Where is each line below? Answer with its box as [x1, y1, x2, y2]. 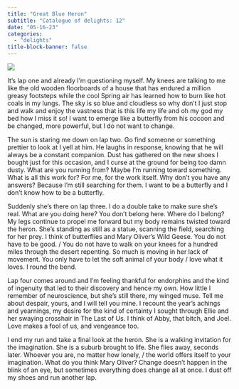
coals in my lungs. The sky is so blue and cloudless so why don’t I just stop [7, 99, 228, 107]
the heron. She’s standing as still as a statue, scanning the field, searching [7, 225, 224, 233]
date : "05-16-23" [7, 23, 59, 31]
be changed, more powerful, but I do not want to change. [7, 122, 175, 130]
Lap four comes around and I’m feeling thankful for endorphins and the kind [7, 277, 230, 284]
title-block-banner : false [7, 43, 87, 50]
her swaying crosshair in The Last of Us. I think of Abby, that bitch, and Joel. [7, 314, 231, 322]
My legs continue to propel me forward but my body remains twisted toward [7, 218, 230, 225]
